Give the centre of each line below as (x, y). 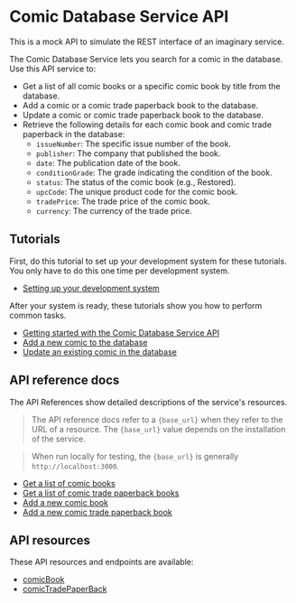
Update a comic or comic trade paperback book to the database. (143, 115)
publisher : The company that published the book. (128, 153)
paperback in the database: (74, 134)
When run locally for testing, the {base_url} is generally (135, 456)
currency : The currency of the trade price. (114, 210)
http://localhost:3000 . (75, 466)
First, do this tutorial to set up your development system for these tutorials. (148, 261)
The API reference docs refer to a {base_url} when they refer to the (157, 419)
